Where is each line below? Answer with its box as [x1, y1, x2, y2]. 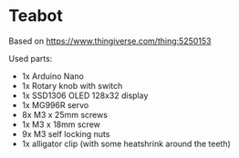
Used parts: [8, 53, 53, 64]
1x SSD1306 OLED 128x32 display [21, 90, 149, 101]
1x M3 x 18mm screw [21, 119, 101, 130]
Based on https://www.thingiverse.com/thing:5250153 [8, 35, 212, 46]
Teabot [8, 5, 63, 26]
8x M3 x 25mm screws [21, 109, 109, 120]
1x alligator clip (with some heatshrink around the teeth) [21, 138, 232, 149]
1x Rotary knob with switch [21, 80, 123, 91]
